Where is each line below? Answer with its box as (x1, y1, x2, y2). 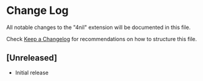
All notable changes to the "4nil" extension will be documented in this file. (6, 24, 191, 31)
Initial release (15, 69, 49, 76)
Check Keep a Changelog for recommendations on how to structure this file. (6, 35, 198, 42)
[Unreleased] (6, 53, 58, 63)
